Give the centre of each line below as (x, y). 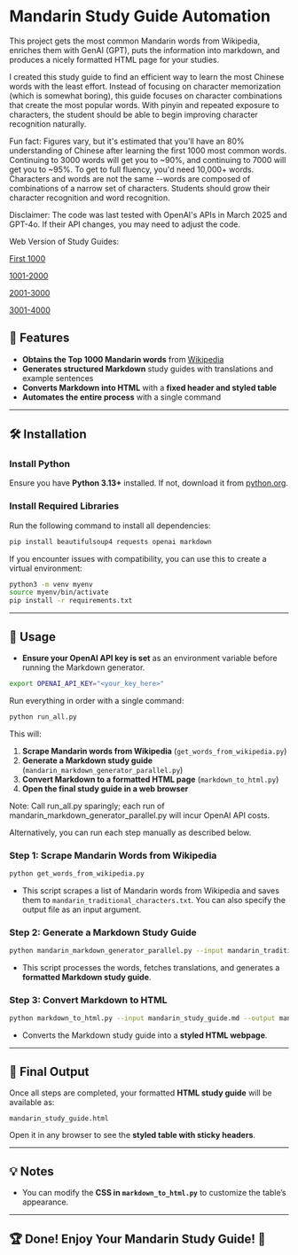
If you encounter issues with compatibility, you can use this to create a (138, 558)
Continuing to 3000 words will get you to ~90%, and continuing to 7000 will (148, 160)
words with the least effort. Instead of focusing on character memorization (145, 86)
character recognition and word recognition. (90, 198)
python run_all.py (43, 717)
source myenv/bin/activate (59, 592)
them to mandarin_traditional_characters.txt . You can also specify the (154, 900)
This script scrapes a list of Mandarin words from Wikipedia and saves (150, 890)
